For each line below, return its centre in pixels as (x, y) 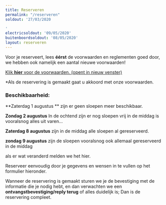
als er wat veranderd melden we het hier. (48, 156)
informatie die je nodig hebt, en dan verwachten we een (64, 187)
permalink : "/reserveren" (32, 15)
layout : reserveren (26, 43)
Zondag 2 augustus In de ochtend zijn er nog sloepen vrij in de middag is (82, 116)
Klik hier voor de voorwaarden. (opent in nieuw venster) (64, 72)
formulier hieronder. (26, 171)
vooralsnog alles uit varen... (34, 121)
